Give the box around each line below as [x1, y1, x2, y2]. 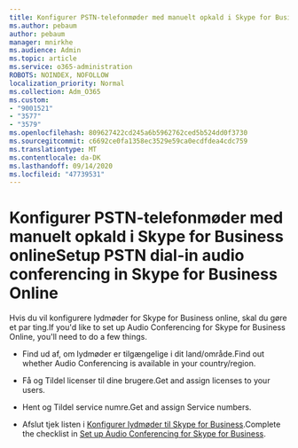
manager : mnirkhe [9, 37, 74, 47]
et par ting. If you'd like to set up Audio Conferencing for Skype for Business [9, 322, 286, 333]
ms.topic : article [9, 54, 77, 63]
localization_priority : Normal [9, 79, 125, 88]
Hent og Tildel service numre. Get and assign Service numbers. [21, 402, 252, 413]
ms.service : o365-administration [9, 63, 133, 72]
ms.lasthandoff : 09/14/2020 [9, 161, 114, 170]
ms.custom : [9, 95, 50, 105]
